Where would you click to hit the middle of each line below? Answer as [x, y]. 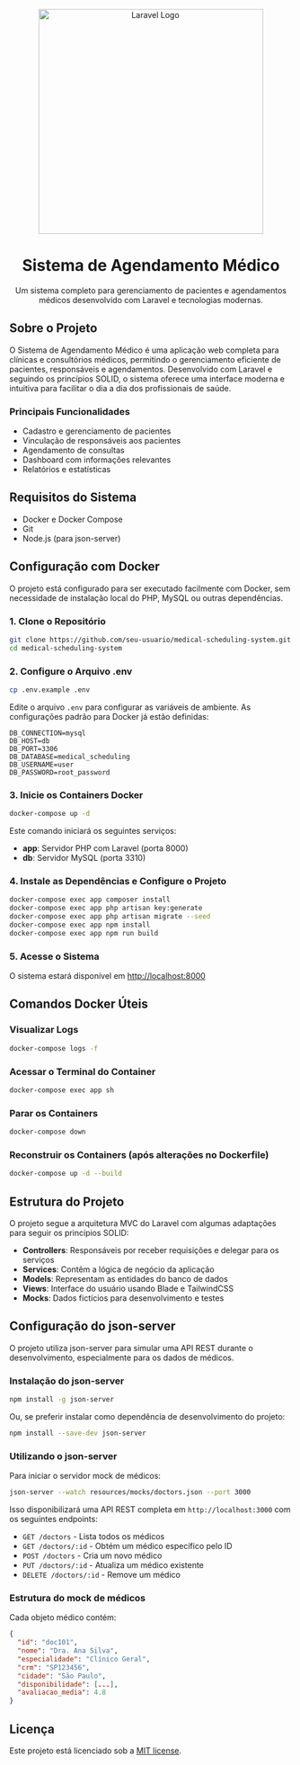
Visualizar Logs [44, 1030]
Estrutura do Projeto [67, 1201]
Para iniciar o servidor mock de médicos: [85, 1476]
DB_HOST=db [30, 741]
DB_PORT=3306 [34, 748]
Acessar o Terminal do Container [83, 1071]
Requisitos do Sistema [73, 498]
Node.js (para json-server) [71, 538]
